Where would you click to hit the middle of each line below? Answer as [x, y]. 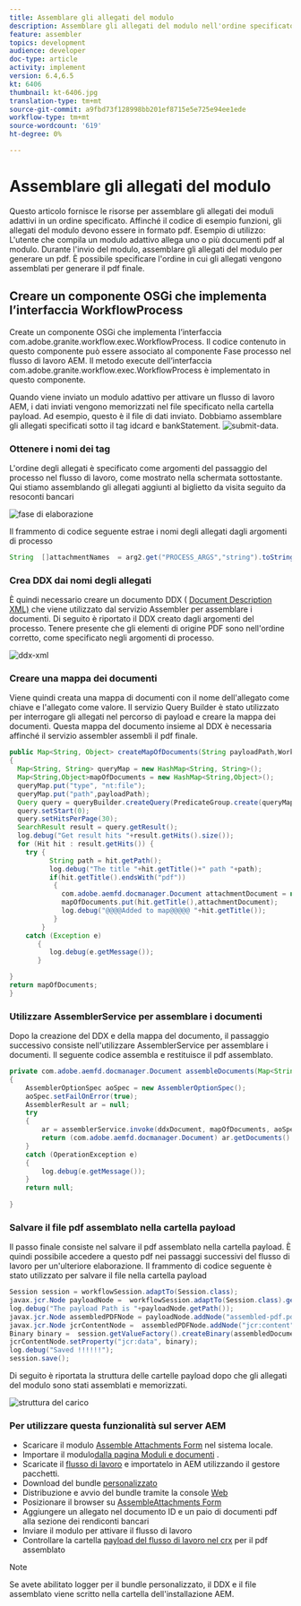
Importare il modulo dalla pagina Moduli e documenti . [120, 1455]
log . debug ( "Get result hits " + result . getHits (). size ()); [126, 836]
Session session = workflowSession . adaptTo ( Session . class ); [124, 1292]
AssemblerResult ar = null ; [77, 1104]
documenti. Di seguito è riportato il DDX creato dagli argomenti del [132, 619]
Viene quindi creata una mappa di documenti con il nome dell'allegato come [149, 698]
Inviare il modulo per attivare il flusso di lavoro [107, 1531]
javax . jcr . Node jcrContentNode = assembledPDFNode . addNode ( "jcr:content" [152, 1325]
